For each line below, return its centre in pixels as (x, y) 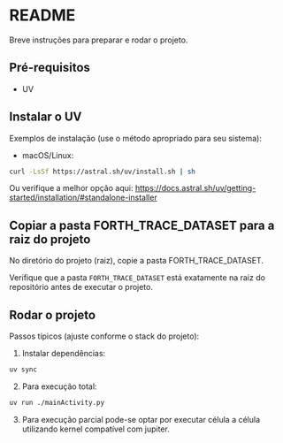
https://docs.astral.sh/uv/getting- (195, 188)
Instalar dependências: (64, 354)
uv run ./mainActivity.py (57, 402)
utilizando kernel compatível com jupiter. (96, 429)
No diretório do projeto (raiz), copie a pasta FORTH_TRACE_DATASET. (136, 261)
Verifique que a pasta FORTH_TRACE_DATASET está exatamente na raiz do (137, 278)
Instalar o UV (46, 117)
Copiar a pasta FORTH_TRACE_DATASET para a (142, 225)
